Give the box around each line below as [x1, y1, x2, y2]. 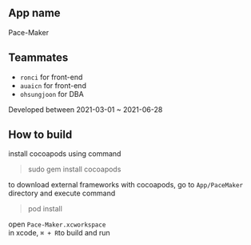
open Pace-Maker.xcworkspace [8, 219, 106, 229]
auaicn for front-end [19, 80, 86, 90]
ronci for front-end [19, 72, 83, 82]
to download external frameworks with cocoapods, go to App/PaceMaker [8, 180, 244, 190]
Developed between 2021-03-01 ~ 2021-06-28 [8, 104, 163, 114]
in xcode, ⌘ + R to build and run [8, 228, 110, 238]
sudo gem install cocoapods [27, 164, 122, 175]
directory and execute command [8, 188, 116, 199]
